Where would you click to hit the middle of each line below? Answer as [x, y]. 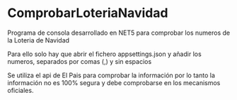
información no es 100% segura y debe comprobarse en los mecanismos [114, 82]
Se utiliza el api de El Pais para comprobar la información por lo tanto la [111, 75]
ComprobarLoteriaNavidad [88, 13]
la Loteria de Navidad [38, 40]
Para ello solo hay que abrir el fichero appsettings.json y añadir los [104, 54]
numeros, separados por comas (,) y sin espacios [80, 61]
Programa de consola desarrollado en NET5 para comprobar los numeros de [119, 33]
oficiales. [21, 90]
